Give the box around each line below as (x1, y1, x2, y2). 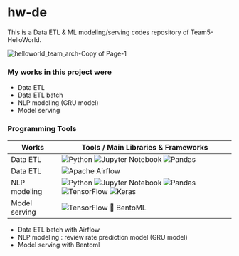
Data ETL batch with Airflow (17, 225, 100, 234)
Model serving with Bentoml (17, 240, 100, 249)
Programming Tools (7, 124, 77, 134)
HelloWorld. (7, 35, 41, 43)
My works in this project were (7, 67, 112, 77)
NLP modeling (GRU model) (17, 98, 99, 107)
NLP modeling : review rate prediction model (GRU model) (17, 232, 188, 241)
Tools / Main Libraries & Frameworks (81, 142, 208, 152)
